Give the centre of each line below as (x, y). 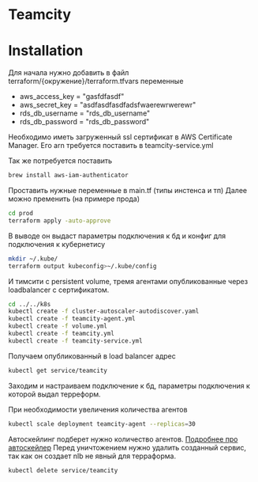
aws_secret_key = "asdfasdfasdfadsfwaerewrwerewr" (108, 105)
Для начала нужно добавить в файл (69, 73)
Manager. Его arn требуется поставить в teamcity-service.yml (111, 146)
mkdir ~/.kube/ (33, 259)
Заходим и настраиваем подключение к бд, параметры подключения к (129, 385)
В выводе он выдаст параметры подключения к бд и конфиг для (117, 236)
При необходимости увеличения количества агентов (98, 409)
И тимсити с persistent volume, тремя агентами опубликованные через (128, 281)
